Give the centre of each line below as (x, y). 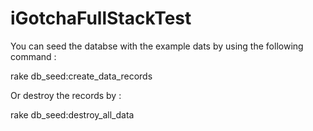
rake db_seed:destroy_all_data (72, 114)
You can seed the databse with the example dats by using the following (157, 46)
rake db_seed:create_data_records (81, 76)
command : (33, 56)
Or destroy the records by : (66, 95)
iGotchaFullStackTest (101, 18)
